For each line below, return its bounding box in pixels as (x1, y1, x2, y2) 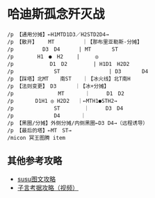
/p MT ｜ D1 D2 (7, 90, 125, 97)
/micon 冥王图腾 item (7, 134, 66, 141)
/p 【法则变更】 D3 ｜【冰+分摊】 (7, 83, 110, 90)
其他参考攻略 (7, 155, 63, 167)
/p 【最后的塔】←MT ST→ (7, 126, 72, 134)
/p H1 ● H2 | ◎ (7, 53, 99, 60)
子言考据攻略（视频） (17, 183, 79, 192)
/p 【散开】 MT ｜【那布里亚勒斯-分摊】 (7, 38, 142, 45)
